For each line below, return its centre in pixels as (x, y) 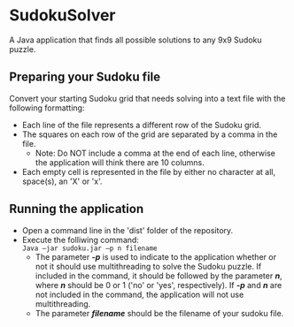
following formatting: (47, 108)
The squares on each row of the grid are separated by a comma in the (150, 134)
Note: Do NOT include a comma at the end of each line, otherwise (155, 153)
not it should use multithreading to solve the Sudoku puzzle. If (148, 266)
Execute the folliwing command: (81, 240)
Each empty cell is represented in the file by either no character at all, (149, 171)
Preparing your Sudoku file (85, 77)
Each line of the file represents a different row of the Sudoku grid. (142, 125)
